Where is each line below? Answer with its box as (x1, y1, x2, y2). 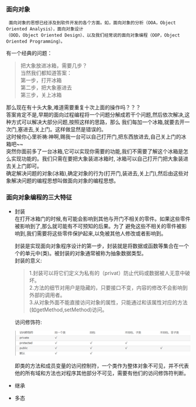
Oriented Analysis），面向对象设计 (6, 26, 84, 32)
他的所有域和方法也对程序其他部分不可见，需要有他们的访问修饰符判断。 (14, 369, 189, 377)
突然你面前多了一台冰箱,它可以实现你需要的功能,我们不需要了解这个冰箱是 (6, 148, 184, 155)
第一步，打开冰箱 (20, 77, 62, 84)
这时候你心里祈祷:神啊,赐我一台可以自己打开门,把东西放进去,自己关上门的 (6, 133, 181, 140)
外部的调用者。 (29, 291, 66, 299)
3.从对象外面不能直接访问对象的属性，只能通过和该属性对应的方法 (29, 299, 188, 306)
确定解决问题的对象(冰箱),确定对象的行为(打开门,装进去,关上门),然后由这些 (6, 170, 184, 177)
